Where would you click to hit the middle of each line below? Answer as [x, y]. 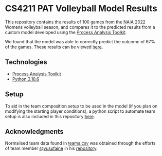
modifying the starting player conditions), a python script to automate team [80, 111]
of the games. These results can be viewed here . [54, 47]
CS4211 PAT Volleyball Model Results [81, 9]
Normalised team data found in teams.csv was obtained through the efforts [80, 143]
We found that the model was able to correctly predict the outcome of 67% [80, 41]
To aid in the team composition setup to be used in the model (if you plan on [81, 106]
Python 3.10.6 [26, 79]
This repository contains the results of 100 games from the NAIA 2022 [75, 22]
